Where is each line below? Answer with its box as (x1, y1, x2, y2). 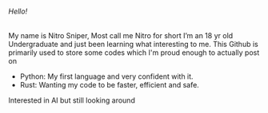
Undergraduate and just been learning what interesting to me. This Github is (8, 40, 258, 49)
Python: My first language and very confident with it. (19, 72, 194, 81)
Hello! (8, 6, 28, 16)
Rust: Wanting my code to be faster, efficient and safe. (19, 80, 200, 90)
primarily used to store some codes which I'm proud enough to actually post (8, 48, 260, 57)
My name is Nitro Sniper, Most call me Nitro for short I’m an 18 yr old (8, 31, 234, 41)
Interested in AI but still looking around (8, 95, 136, 105)
